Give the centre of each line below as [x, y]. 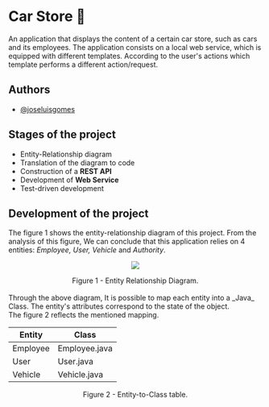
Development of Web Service [69, 180]
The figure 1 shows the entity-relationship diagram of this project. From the [132, 233]
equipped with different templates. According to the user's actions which [129, 56]
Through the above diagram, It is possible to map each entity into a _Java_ [132, 298]
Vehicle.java [80, 375]
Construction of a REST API [66, 171]
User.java [76, 362]
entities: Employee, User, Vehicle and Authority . [87, 250]
